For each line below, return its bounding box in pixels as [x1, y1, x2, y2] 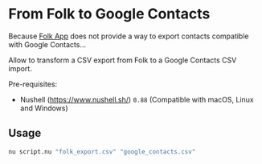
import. [8, 63, 32, 73]
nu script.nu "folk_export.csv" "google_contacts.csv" [8, 147, 196, 156]
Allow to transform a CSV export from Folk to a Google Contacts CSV [8, 55, 237, 65]
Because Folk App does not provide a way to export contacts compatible [8, 31, 249, 41]
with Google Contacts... [8, 39, 87, 49]
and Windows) [19, 103, 68, 113]
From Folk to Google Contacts [8, 5, 211, 23]
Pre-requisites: [8, 79, 58, 89]
